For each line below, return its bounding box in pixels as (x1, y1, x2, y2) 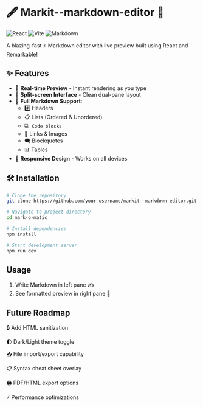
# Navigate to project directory (6, 209, 91, 215)
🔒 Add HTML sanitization (6, 324, 69, 332)
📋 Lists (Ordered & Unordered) (24, 113, 103, 120)
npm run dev (6, 248, 36, 254)
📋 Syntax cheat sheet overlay (6, 365, 82, 372)
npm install (6, 231, 36, 237)
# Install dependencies (6, 226, 67, 232)
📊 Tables (24, 146, 48, 153)
